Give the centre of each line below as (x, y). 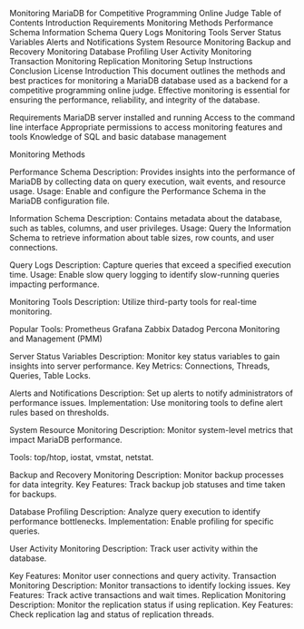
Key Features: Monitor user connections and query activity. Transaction (143, 576)
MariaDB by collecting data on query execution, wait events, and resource (147, 182)
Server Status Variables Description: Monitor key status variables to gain (145, 356)
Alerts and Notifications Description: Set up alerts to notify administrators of (151, 393)
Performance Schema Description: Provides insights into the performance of (152, 172)
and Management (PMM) (56, 339)
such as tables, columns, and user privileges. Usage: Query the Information (151, 228)
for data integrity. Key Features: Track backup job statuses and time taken (147, 484)
